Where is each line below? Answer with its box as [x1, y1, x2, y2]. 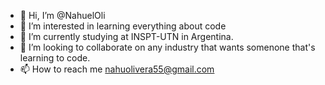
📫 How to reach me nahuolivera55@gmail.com [19, 63, 215, 75]
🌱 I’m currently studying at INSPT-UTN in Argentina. [19, 31, 234, 42]
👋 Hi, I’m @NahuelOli [19, 10, 106, 21]
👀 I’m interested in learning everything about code [19, 20, 227, 32]
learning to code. [19, 52, 91, 64]
